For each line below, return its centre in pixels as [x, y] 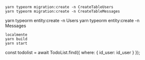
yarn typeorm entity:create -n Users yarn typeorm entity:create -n [72, 20]
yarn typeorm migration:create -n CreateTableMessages [63, 11]
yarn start [16, 43]
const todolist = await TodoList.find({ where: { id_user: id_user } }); [73, 52]
